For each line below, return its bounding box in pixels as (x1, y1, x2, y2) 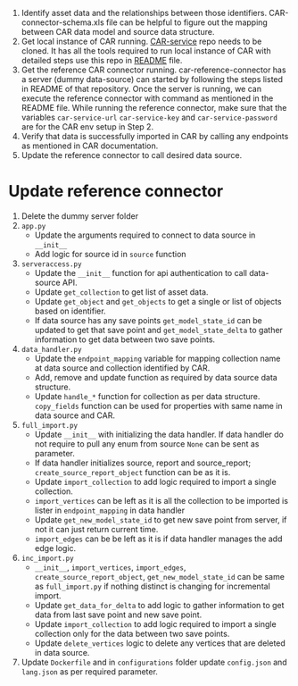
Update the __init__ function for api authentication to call (34, 267, 247, 278)
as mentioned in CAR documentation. (21, 140, 159, 151)
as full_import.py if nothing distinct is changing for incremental (34, 581, 271, 591)
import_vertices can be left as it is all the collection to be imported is (34, 495, 289, 506)
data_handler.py (21, 345, 82, 354)
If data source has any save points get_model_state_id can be (34, 314, 262, 325)
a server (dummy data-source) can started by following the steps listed (21, 74, 283, 84)
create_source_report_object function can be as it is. (34, 466, 231, 477)
